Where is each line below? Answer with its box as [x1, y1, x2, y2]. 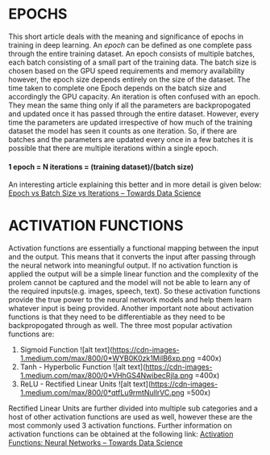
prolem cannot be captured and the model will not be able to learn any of [8, 278, 251, 288]
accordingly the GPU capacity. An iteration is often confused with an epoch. [8, 91, 260, 101]
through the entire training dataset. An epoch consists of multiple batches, [8, 48, 255, 58]
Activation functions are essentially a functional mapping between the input [8, 243, 260, 253]
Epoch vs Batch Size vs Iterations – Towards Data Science [8, 188, 201, 198]
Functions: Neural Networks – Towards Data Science [8, 438, 184, 448]
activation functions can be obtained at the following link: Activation [8, 429, 234, 439]
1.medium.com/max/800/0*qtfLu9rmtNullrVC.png [19, 388, 185, 398]
